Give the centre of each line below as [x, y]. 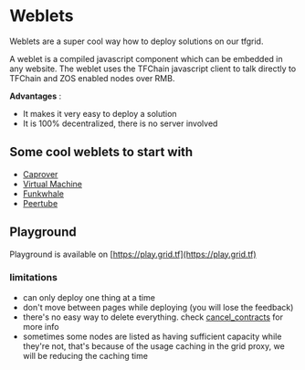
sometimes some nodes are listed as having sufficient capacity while [152, 336]
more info [41, 326]
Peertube [40, 203]
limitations [33, 278]
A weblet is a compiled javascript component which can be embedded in [146, 58]
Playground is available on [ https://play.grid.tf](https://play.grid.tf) [133, 254]
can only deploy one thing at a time [89, 297]
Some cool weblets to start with [101, 152]
